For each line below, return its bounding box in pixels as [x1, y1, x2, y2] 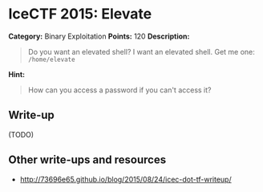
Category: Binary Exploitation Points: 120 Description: [8, 31, 190, 41]
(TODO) [8, 129, 34, 139]
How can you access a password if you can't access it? [27, 85, 212, 95]
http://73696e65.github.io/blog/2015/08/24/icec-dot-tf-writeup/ [19, 174, 232, 184]
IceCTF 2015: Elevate [8, 5, 152, 23]
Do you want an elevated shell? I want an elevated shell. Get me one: [27, 47, 255, 56]
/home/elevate [27, 55, 75, 63]
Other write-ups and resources [8, 153, 167, 167]
